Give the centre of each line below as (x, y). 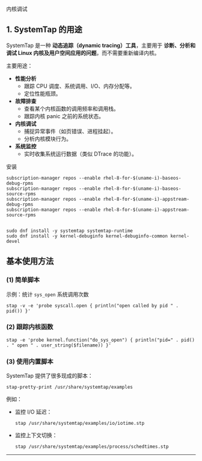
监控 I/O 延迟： (33, 412)
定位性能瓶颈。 (42, 93)
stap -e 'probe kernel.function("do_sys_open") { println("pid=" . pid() (101, 340)
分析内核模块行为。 (48, 139)
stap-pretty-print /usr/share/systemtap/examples (70, 387)
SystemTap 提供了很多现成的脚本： (50, 376)
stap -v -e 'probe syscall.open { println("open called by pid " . (93, 306)
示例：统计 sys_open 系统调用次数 (47, 294)
